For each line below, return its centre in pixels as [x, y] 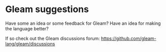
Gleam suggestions [47, 9]
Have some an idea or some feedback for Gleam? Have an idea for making [83, 23]
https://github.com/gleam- [128, 38]
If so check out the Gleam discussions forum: [53, 38]
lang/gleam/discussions [30, 43]
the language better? [27, 28]
